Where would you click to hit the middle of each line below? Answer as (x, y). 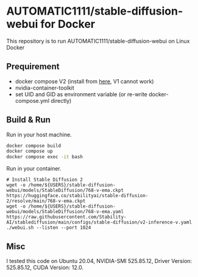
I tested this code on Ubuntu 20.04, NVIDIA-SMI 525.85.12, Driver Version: (99, 261)
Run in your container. (34, 169)
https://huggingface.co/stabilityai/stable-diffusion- (77, 196)
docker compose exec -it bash (45, 157)
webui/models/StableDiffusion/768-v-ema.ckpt (65, 191)
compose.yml (32, 100)
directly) (61, 100)
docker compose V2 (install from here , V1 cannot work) (84, 81)
